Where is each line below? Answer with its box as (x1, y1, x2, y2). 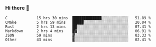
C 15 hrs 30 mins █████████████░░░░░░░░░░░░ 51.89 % (5, 16, 151, 21)
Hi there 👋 (5, 4, 30, 11)
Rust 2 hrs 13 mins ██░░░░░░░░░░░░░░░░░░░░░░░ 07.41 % (5, 24, 151, 29)
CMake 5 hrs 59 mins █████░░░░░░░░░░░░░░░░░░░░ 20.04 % (5, 20, 151, 25)
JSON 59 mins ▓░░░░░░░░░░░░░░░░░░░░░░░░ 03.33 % (5, 33, 151, 38)
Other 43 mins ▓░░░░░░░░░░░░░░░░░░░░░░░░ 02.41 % (5, 37, 151, 43)
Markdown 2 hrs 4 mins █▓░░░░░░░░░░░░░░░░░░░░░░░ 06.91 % (5, 29, 151, 34)
